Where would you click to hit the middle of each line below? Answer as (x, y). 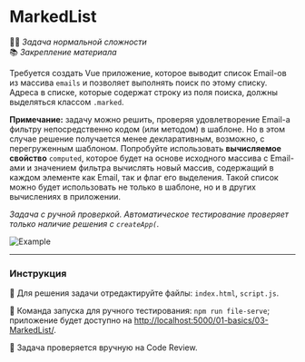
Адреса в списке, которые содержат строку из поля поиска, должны (144, 92)
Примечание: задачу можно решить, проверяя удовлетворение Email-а (150, 119)
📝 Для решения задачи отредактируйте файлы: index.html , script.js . (144, 293)
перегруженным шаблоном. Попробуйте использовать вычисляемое (145, 148)
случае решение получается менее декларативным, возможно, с (137, 139)
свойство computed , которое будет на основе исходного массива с (139, 158)
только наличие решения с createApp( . (84, 223)
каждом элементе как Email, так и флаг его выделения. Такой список (144, 177)
